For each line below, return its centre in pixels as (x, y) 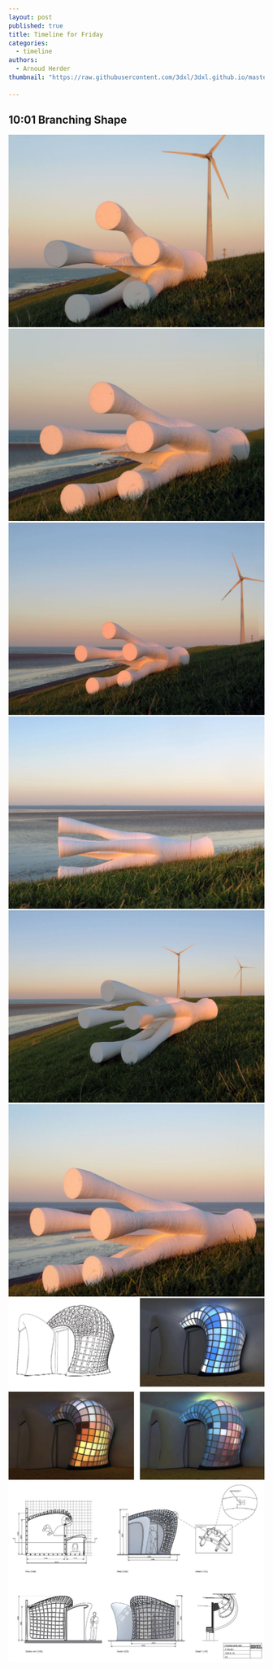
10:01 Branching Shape (68, 120)
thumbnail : (27, 77)
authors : (23, 60)
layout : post (30, 17)
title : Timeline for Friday (56, 34)
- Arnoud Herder (43, 69)
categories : (28, 43)
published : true (36, 26)
